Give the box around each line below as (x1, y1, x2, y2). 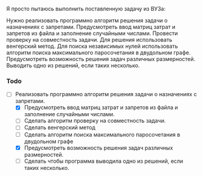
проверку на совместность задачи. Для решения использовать (6, 36, 173, 43)
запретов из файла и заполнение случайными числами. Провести (6, 30, 178, 37)
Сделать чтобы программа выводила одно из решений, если (24, 157, 184, 165)
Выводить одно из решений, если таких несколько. (6, 62, 140, 69)
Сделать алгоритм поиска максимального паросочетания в (24, 131, 181, 138)
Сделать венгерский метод (24, 124, 95, 131)
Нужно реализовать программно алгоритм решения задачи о (6, 17, 168, 24)
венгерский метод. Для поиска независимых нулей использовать (6, 42, 178, 50)
